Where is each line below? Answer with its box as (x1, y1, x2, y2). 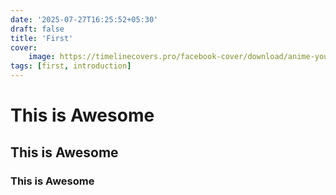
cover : (10, 42, 38, 53)
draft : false (10, 24, 65, 34)
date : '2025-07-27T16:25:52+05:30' (10, 14, 159, 25)
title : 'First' (10, 33, 74, 43)
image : (28, 52, 56, 62)
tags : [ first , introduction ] (10, 61, 132, 71)
